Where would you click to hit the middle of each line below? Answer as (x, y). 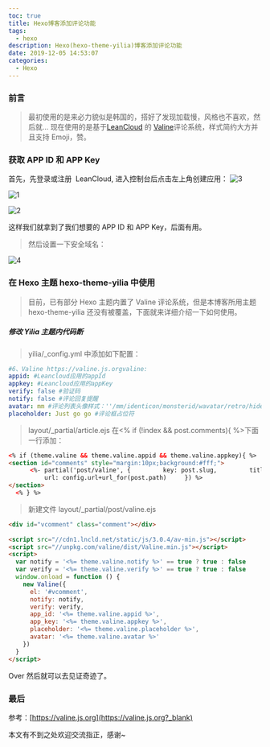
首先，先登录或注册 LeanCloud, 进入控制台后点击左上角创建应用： (119, 179)
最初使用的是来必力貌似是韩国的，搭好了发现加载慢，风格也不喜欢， (141, 117)
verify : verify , (57, 607)
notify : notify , (57, 599)
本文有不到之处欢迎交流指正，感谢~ (67, 734)
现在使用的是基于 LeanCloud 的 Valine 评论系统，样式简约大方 (151, 127)
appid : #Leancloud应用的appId (57, 376)
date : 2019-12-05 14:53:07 (53, 53)
